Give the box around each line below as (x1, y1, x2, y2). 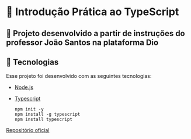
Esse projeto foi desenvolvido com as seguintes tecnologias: (6, 73, 152, 80)
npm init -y (14, 106, 44, 112)
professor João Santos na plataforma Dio (6, 37, 159, 47)
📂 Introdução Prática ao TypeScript (6, 5, 179, 19)
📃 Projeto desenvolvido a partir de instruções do (6, 28, 185, 38)
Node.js (14, 84, 34, 91)
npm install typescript (14, 116, 73, 123)
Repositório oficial (6, 127, 50, 134)
